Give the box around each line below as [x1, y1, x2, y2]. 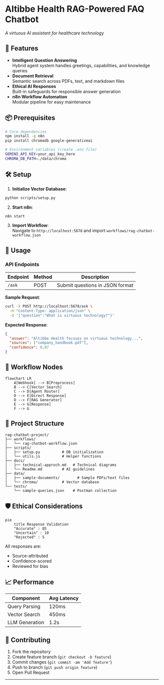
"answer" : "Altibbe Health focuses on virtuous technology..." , [9, 336, 143, 341]
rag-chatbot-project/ [5, 432, 49, 437]
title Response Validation [14, 522, 69, 527]
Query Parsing [7, 603, 41, 610]
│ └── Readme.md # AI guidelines [5, 466, 95, 471]
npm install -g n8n [5, 134, 45, 139]
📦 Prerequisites [5, 114, 56, 122]
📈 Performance [5, 578, 54, 586]
